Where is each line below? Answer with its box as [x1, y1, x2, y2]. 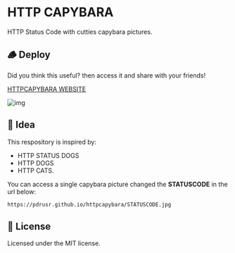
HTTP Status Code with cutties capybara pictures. [7, 27, 153, 36]
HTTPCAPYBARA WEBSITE [7, 85, 87, 93]
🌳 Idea [7, 119, 35, 131]
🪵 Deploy [7, 49, 51, 61]
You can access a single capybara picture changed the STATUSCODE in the [7, 180, 228, 188]
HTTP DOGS [17, 159, 54, 167]
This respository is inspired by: [7, 137, 97, 146]
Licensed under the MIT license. [7, 239, 101, 247]
